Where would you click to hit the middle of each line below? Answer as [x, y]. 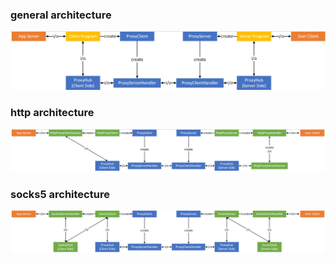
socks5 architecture [60, 194]
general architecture [61, 15]
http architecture [52, 113]
